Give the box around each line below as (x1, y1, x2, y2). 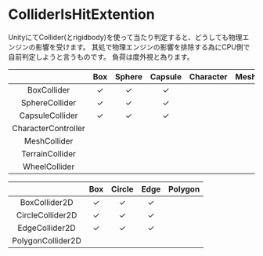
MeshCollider (23, 135, 74, 146)
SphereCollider (20, 97, 77, 108)
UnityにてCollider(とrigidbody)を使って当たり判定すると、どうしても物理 (8, 32, 243, 42)
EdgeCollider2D (17, 222, 76, 233)
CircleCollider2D (16, 210, 77, 221)
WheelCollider (22, 161, 75, 172)
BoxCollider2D (20, 196, 74, 207)
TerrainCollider (21, 148, 77, 159)
